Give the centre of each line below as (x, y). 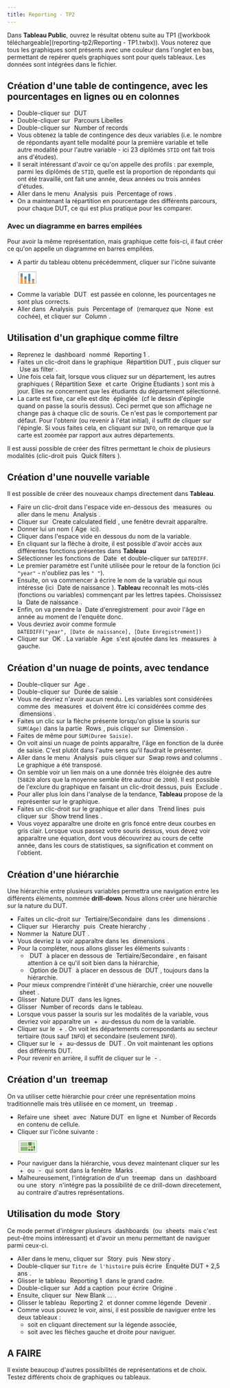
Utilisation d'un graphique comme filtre (93, 338)
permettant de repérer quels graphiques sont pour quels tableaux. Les (106, 57)
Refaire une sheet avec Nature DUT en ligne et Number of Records (117, 1117)
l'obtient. (30, 853)
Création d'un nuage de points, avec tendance (108, 668)
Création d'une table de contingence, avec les (107, 86)
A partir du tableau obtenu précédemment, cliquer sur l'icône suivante (116, 262)
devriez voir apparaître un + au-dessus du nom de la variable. (106, 1021)
